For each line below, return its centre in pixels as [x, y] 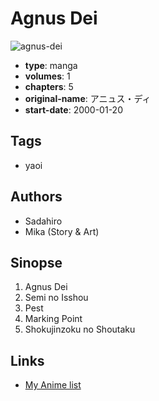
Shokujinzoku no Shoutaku [80, 329]
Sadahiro [43, 221]
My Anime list [53, 385]
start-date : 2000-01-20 [73, 109]
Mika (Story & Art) [62, 231]
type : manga [51, 65]
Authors [36, 197]
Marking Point [53, 319]
